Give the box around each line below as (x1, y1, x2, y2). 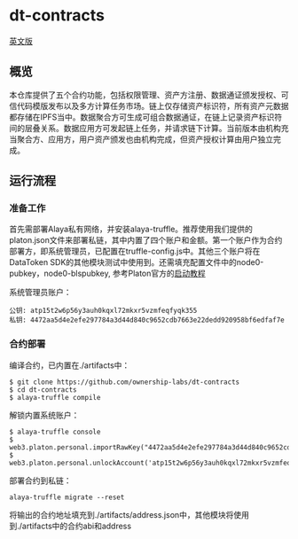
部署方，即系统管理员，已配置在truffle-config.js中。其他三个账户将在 (9, 246, 261, 257)
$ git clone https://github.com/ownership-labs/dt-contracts (9, 378, 240, 387)
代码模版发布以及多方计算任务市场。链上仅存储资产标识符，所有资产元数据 (16, 100, 289, 111)
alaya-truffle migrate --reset (9, 493, 125, 502)
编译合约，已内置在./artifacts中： (9, 360, 130, 371)
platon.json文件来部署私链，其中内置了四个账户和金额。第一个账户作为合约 (9, 235, 283, 246)
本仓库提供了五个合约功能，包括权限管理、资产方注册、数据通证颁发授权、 (9, 90, 281, 100)
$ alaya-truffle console (9, 427, 101, 436)
